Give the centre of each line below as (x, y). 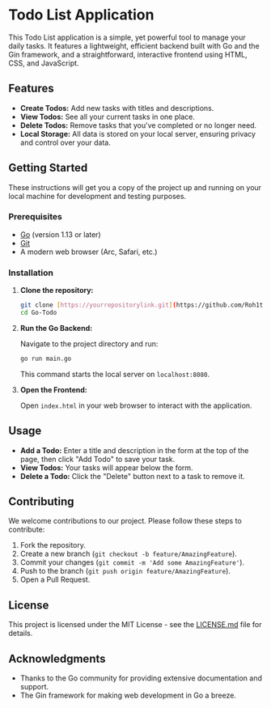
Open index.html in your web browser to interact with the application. (136, 405)
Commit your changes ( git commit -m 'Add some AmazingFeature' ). (132, 562)
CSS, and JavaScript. (44, 63)
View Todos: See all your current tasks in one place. (108, 117)
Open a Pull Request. (55, 579)
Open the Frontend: (53, 389)
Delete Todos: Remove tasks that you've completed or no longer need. (138, 125)
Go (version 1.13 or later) (60, 234)
